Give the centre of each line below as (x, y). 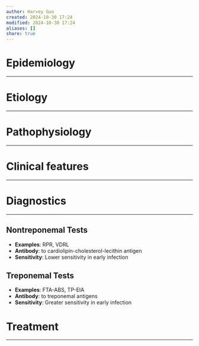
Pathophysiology (49, 132)
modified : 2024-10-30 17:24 (41, 23)
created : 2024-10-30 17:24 (39, 17)
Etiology (27, 98)
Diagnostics (36, 201)
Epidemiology (41, 63)
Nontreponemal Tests (47, 230)
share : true (21, 34)
